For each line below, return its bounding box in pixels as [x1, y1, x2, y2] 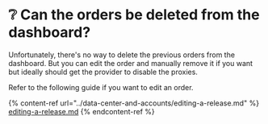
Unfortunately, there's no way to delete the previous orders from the [8, 50, 236, 60]
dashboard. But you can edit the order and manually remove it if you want [8, 58, 253, 68]
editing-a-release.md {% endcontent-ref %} [8, 106, 155, 116]
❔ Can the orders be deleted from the [8, 6, 260, 24]
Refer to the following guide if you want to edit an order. [8, 82, 194, 92]
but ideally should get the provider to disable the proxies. [8, 67, 198, 76]
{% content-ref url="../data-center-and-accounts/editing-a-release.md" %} [8, 98, 260, 108]
